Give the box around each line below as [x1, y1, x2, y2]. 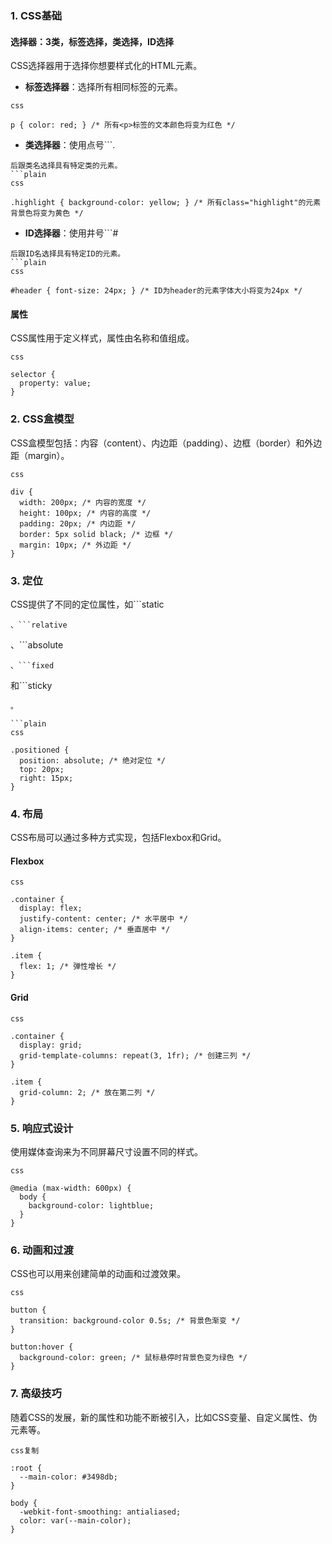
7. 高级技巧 [10, 1387, 62, 1401]
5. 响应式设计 [10, 1121, 74, 1135]
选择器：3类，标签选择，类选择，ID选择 [10, 35, 175, 47]
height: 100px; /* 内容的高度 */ [19, 508, 152, 518]
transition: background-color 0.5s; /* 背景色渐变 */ [19, 1316, 241, 1326]
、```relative [10, 620, 68, 630]
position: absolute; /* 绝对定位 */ [19, 755, 167, 766]
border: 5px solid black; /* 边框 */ [19, 529, 174, 539]
